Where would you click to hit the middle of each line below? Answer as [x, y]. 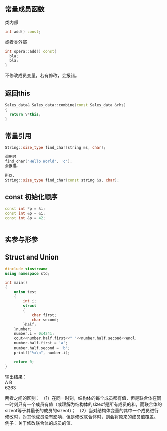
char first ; [44, 315]
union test [25, 292]
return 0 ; [24, 362]
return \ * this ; [25, 114]
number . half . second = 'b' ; [42, 348]
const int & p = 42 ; [25, 218]
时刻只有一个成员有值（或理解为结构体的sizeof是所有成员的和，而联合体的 [86, 404]
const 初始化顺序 [31, 197]
